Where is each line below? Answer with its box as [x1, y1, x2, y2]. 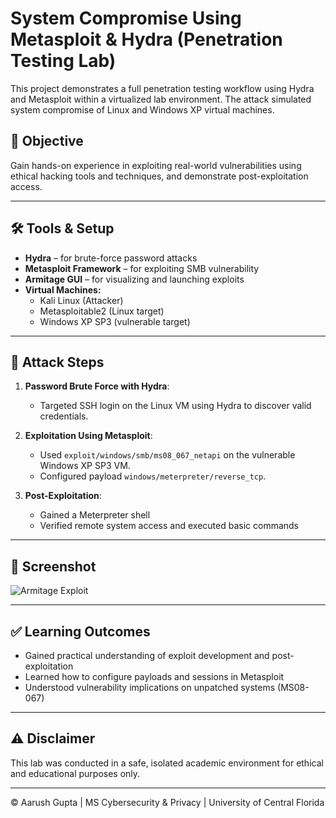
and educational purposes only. [10, 767, 141, 779]
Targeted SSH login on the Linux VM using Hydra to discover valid [39, 400, 312, 412]
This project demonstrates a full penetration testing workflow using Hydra [10, 82, 315, 94]
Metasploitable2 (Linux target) [39, 305, 165, 317]
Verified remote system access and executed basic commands [39, 520, 300, 532]
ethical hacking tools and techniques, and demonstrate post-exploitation [10, 170, 309, 182]
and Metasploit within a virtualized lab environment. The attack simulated [10, 93, 312, 105]
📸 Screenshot [10, 558, 97, 575]
